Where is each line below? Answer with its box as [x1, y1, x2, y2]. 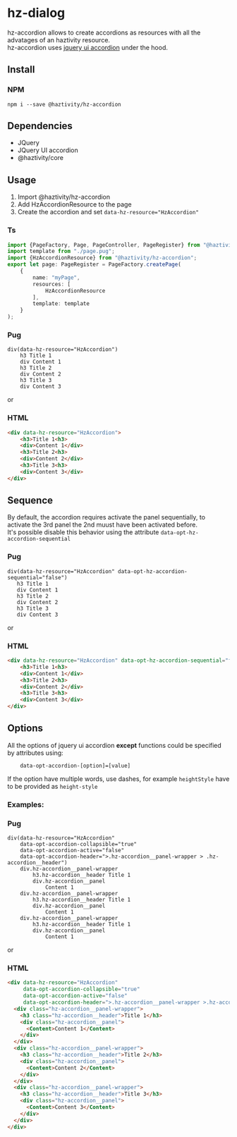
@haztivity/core [17, 154, 63, 162]
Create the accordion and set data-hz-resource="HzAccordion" [17, 208, 200, 216]
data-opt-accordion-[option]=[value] [20, 762, 131, 769]
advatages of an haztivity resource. [7, 35, 111, 44]
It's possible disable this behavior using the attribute [7, 528, 159, 536]
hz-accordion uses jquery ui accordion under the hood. [7, 43, 168, 51]
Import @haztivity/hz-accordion [17, 192, 111, 202]
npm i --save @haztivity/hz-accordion [7, 101, 121, 108]
